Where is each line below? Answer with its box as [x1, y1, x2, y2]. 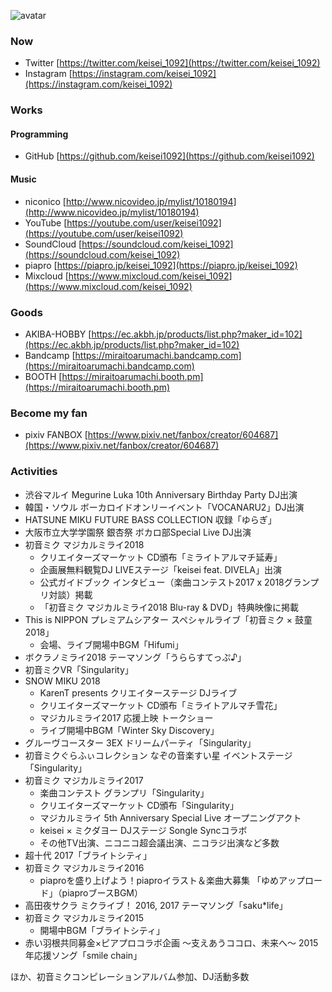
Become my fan [10, 406, 88, 420]
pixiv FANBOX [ [24, 429, 88, 441]
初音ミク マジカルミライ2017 [24, 774, 144, 786]
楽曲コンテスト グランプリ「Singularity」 [39, 786, 210, 799]
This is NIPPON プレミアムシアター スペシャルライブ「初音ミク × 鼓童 [24, 613, 313, 625]
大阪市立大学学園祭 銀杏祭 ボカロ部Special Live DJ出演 [24, 526, 252, 538]
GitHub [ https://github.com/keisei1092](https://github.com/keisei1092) [24, 150, 315, 162]
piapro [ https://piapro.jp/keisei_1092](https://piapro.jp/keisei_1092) [24, 259, 298, 271]
